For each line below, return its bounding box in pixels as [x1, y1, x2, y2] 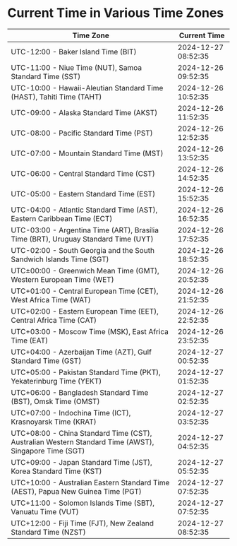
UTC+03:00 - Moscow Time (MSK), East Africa [11, 326, 169, 336]
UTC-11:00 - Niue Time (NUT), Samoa [11, 62, 142, 72]
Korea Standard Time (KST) [11, 466, 102, 476]
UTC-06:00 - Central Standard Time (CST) [11, 168, 155, 178]
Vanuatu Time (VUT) [11, 506, 79, 516]
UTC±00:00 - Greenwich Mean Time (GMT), [11, 266, 160, 275]
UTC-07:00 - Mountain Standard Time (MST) [11, 148, 164, 158]
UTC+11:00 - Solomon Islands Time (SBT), [11, 498, 155, 508]
